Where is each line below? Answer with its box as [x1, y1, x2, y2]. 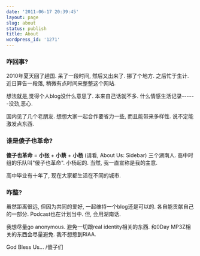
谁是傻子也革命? [6, 137, 53, 145]
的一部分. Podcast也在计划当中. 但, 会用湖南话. [6, 210, 121, 218]
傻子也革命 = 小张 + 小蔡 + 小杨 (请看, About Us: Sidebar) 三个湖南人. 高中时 [6, 151, 193, 159]
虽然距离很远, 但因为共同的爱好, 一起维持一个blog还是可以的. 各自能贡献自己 [6, 203, 194, 210]
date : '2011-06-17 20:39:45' [6, 8, 79, 15]
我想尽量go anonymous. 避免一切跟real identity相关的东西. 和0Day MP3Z [6, 223, 186, 230]
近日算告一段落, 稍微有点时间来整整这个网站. [6, 80, 116, 87]
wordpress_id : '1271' [6, 37, 60, 43]
